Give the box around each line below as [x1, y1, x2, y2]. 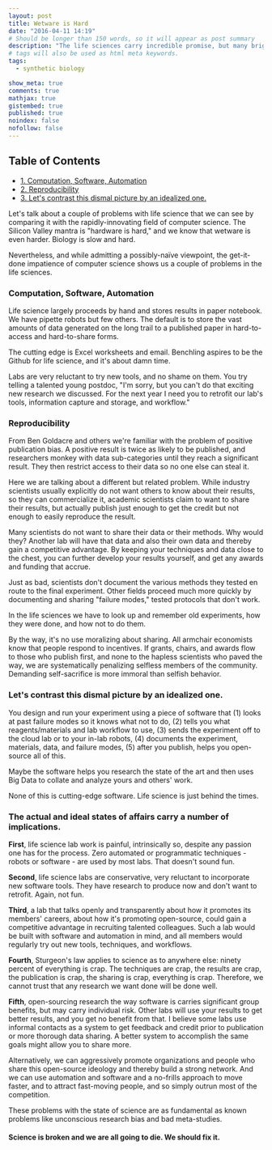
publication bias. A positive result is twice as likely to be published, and [8, 444, 245, 454]
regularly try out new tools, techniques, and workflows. [8, 940, 193, 949]
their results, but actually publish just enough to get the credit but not [8, 503, 240, 513]
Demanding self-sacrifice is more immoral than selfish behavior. [8, 669, 222, 679]
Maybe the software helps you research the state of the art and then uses [8, 766, 254, 776]
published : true [8, 109, 63, 117]
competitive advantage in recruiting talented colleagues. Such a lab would [8, 922, 256, 931]
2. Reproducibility [19, 184, 79, 194]
